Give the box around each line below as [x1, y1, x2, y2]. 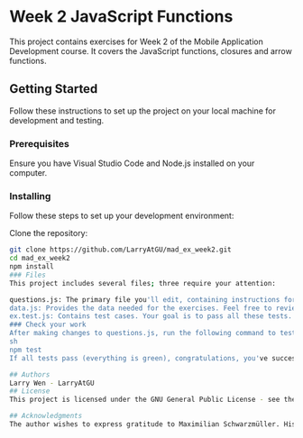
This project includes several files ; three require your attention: [9, 278, 277, 287]
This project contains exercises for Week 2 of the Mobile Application [9, 36, 263, 47]
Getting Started [9, 81, 98, 96]
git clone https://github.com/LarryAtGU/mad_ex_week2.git [9, 245, 232, 254]
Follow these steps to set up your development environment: [9, 210, 234, 222]
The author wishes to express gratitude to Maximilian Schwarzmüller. [9, 420, 280, 429]
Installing [9, 189, 51, 202]
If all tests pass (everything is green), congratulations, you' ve [9, 353, 269, 362]
